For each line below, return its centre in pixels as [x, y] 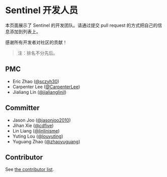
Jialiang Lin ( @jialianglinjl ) [39, 92]
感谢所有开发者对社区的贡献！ [36, 42]
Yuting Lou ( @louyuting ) [38, 136]
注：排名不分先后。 [38, 53]
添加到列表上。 [25, 31]
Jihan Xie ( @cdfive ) [33, 125]
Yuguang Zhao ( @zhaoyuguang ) [46, 141]
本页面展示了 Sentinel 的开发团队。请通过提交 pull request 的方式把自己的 [81, 25]
